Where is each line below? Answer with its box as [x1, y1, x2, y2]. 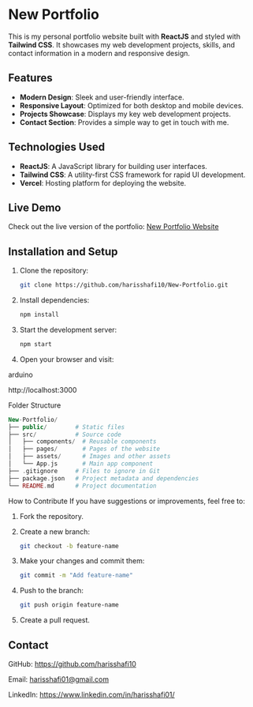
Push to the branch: [19, 586, 84, 596]
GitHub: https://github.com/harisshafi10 [8, 660, 136, 668]
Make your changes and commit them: [19, 556, 145, 566]
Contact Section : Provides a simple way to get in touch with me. [19, 117, 229, 127]
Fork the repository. [19, 511, 84, 521]
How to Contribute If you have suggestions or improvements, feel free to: [8, 496, 246, 506]
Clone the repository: [19, 266, 89, 276]
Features [8, 71, 53, 85]
